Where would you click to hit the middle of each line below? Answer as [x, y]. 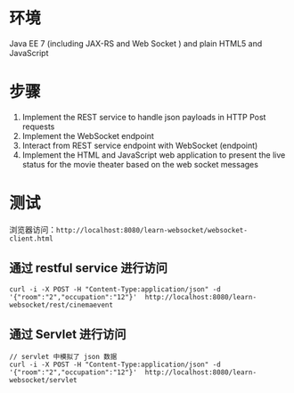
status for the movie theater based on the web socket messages [140, 164]
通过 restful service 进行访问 [88, 268]
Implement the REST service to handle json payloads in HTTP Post [144, 117]
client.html [31, 238]
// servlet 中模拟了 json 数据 [63, 357]
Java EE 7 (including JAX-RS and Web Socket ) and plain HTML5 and [136, 43]
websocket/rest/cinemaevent [61, 305]
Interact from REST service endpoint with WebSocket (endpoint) [140, 145]
